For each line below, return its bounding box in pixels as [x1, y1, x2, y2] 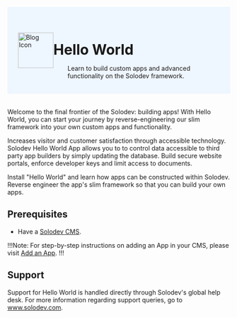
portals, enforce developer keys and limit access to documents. [7, 159, 192, 168]
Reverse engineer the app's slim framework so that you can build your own [7, 180, 226, 189]
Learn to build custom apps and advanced [67, 64, 191, 72]
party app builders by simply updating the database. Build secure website [7, 151, 222, 160]
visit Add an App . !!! [7, 248, 65, 257]
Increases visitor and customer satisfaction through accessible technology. [7, 136, 226, 145]
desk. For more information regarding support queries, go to [7, 295, 183, 304]
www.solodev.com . [7, 303, 64, 312]
